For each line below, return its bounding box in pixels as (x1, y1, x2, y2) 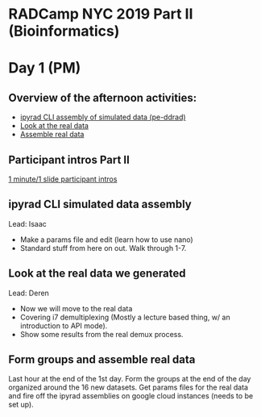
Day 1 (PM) (8, 59, 81, 77)
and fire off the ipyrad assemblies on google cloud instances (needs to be (8, 391, 254, 401)
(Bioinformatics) (8, 22, 120, 40)
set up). (8, 400, 34, 410)
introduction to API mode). (19, 320, 108, 331)
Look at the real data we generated (8, 267, 187, 281)
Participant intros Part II (8, 152, 130, 166)
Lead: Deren (8, 288, 50, 298)
